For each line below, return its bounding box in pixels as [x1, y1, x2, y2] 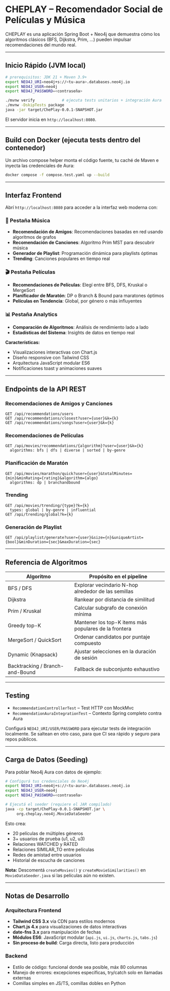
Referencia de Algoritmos [5, 558, 88, 567]
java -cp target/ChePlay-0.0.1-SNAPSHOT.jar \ [5, 806, 105, 811]
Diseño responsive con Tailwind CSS [12, 355, 90, 361]
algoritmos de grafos [12, 234, 57, 240]
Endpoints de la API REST [5, 384, 87, 393]
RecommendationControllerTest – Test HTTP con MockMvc [12, 705, 134, 711]
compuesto [74, 639, 101, 647]
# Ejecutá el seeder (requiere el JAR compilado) [5, 802, 112, 807]
